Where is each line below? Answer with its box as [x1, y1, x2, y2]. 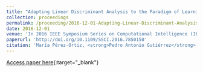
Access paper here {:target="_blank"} [6, 58, 99, 66]
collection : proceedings [6, 14, 69, 20]
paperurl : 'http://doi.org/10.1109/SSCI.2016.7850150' [6, 37, 147, 43]
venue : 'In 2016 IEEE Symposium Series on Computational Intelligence [6, 31, 188, 37]
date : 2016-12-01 [6, 25, 50, 32]
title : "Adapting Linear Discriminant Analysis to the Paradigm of [6, 8, 180, 15]
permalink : [6, 20, 34, 26]
